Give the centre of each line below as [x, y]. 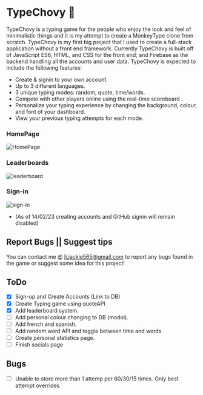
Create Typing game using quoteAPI [60, 304]
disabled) [27, 223]
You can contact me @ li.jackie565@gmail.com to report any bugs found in [100, 256]
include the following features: [44, 68]
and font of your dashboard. [50, 111]
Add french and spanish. [46, 324]
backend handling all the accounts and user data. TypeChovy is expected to [101, 61]
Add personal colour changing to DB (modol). [72, 317]
